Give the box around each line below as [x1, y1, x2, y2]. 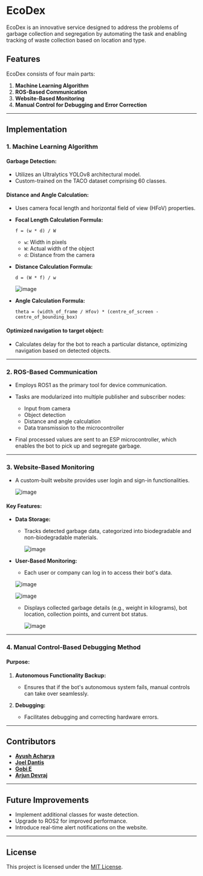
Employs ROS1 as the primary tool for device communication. [14, 381, 167, 388]
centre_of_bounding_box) [14, 314, 78, 321]
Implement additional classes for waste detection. [14, 811, 139, 819]
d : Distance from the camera [24, 252, 95, 259]
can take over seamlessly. [24, 690, 89, 697]
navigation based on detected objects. [14, 347, 111, 354]
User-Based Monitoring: [14, 557, 77, 564]
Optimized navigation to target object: [6, 327, 104, 335]
